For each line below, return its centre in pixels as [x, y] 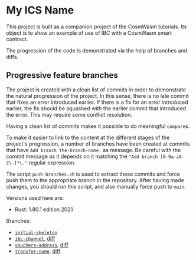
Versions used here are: [35, 198]
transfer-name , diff [37, 251]
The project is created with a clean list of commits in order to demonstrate [96, 90]
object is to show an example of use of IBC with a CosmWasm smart [89, 32]
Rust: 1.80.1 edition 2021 [44, 209]
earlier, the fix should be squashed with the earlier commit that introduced [96, 108]
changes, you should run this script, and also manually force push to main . [96, 186]
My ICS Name [40, 10]
